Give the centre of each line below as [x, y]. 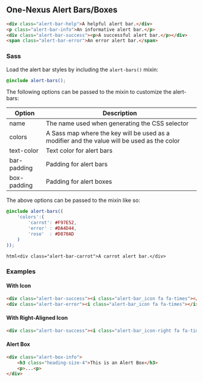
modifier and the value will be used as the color [113, 141]
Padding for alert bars [76, 164]
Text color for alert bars [79, 151]
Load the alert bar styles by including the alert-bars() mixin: [82, 70]
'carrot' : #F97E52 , [53, 223]
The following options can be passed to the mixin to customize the [89, 92]
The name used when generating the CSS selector [117, 123]
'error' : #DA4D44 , [53, 228]
